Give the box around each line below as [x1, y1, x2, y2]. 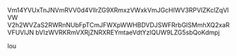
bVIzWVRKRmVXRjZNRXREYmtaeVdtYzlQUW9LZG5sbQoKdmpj [35, 28, 220, 36]
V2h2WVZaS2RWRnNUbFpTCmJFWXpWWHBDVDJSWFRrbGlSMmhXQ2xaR [7, 21, 231, 29]
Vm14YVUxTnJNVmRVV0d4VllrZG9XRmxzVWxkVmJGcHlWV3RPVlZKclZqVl [7, 6, 229, 14]
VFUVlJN [7, 28, 34, 36]
